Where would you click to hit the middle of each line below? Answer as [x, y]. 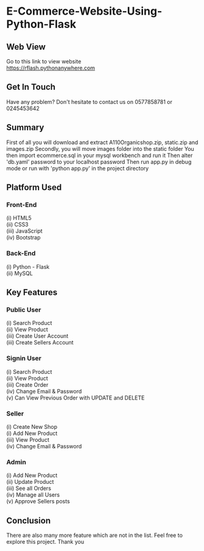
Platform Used [34, 188]
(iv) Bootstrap [23, 238]
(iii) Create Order [27, 385]
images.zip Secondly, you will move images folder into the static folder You [100, 148]
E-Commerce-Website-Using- [84, 11]
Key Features [32, 292]
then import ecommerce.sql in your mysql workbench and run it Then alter [100, 155]
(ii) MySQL [20, 273]
